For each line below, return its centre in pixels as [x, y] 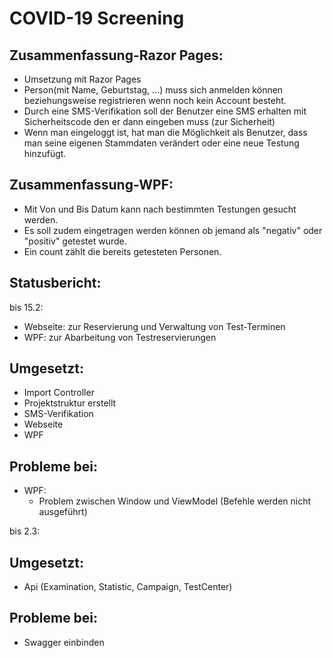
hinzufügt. [45, 153]
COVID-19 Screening [97, 18]
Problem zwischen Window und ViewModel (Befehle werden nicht [175, 501]
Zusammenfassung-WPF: [91, 185]
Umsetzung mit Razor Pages [82, 79]
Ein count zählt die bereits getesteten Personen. [122, 251]
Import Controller [59, 393]
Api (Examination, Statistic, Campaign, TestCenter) [128, 587]
